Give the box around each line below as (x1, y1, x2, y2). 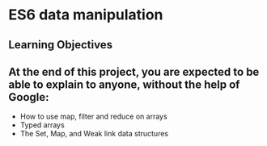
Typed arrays (19, 120, 65, 130)
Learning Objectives (8, 38, 113, 52)
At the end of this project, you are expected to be (8, 65, 260, 78)
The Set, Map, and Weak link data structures (19, 129, 168, 139)
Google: (8, 90, 50, 104)
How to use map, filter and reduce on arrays (19, 111, 167, 122)
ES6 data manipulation (8, 6, 163, 24)
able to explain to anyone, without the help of (8, 77, 240, 91)
